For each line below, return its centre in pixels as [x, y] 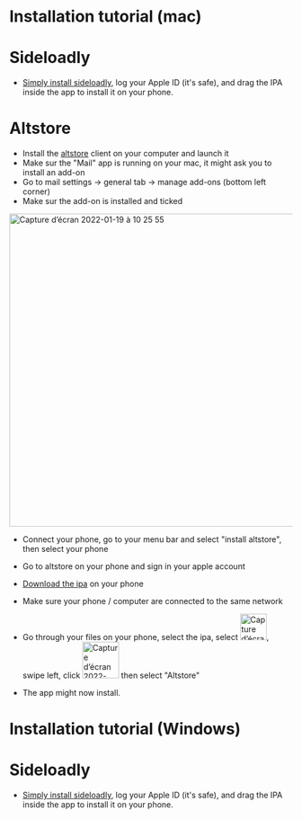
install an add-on [53, 173]
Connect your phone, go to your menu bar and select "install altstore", [152, 539]
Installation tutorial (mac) [106, 17]
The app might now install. [71, 693]
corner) [36, 191]
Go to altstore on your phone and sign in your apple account [133, 566]
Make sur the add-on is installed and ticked [102, 201]
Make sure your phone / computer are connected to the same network [152, 601]
